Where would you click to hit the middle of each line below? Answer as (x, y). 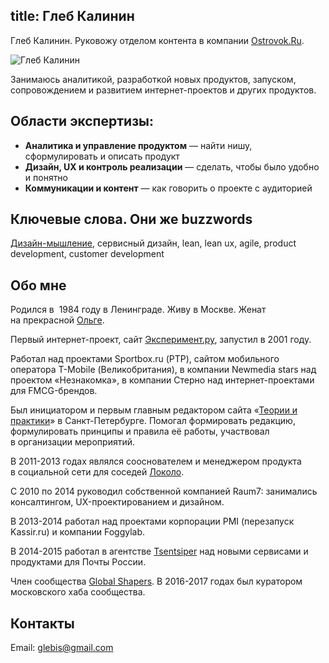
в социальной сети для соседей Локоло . (97, 472)
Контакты (42, 623)
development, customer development (87, 254)
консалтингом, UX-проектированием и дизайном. (117, 502)
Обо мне (38, 285)
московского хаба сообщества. (78, 592)
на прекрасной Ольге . (57, 320)
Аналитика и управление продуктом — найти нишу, (138, 145)
